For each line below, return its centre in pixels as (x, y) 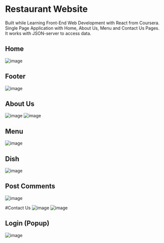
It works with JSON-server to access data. (48, 33)
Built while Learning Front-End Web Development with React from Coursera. (82, 23)
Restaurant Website (46, 9)
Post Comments (30, 186)
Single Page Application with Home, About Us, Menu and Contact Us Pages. (82, 28)
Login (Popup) (27, 223)
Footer (16, 76)
